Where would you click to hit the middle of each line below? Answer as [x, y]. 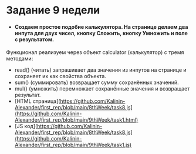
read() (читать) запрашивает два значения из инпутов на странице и [100, 70]
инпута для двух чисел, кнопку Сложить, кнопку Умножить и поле [101, 33]
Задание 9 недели [53, 10]
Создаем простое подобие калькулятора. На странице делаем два [101, 26]
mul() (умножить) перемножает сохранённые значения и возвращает [102, 89]
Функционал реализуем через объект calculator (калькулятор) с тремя [95, 52]
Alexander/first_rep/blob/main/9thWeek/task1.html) [76, 120]
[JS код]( [26, 126]
